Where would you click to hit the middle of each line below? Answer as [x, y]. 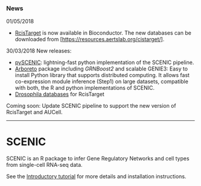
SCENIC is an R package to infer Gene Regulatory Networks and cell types [98, 158]
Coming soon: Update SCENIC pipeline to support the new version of [91, 106]
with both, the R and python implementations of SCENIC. [85, 88]
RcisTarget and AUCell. [34, 112]
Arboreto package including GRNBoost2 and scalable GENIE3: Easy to [101, 69]
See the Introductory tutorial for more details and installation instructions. [96, 176]
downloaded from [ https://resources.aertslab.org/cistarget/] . [89, 39]
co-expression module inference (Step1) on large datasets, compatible [101, 81]
